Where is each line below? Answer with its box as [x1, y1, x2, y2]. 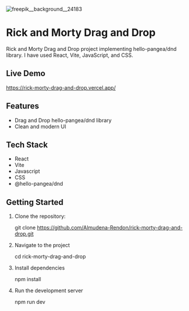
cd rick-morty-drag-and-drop [14, 253, 86, 260]
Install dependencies [14, 264, 66, 272]
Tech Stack [6, 139, 48, 149]
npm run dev [14, 299, 46, 306]
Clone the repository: [14, 213, 66, 220]
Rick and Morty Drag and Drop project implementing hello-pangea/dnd [6, 45, 177, 52]
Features [6, 101, 39, 111]
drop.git [14, 230, 34, 237]
